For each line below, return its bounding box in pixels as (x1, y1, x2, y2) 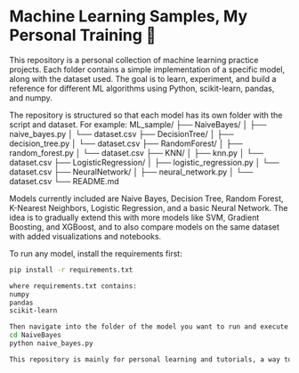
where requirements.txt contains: (9, 281, 138, 290)
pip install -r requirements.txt (9, 265, 133, 274)
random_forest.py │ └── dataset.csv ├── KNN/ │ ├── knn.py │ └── (9, 147, 264, 158)
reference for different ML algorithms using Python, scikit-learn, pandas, (9, 83, 275, 93)
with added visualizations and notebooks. (9, 231, 162, 241)
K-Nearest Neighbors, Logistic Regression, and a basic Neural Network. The (9, 202, 288, 213)
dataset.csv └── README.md (9, 175, 120, 186)
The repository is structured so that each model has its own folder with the (9, 109, 283, 120)
